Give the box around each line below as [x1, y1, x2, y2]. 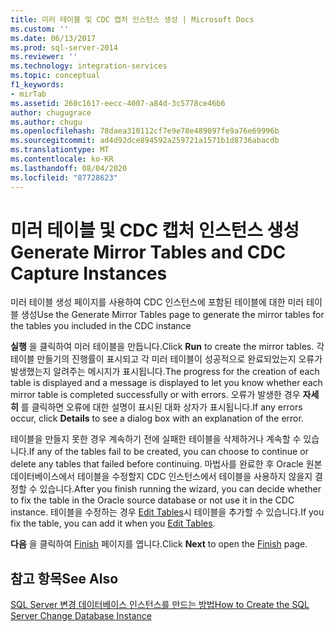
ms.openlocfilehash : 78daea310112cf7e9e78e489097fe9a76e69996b [10, 126, 280, 136]
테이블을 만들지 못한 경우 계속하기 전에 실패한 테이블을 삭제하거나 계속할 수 [10, 433, 302, 445]
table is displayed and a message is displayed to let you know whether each [10, 377, 323, 389]
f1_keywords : [10, 80, 65, 90]
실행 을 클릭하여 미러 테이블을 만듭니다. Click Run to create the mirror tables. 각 [10, 341, 325, 353]
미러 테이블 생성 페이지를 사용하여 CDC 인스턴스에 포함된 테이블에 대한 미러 [10, 296, 305, 308]
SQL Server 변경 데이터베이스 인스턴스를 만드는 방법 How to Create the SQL [10, 599, 310, 611]
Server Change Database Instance [10, 610, 152, 622]
